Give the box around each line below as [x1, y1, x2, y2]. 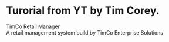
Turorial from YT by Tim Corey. [6, 4, 160, 17]
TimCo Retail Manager [6, 23, 60, 30]
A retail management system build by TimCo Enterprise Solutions [6, 29, 163, 36]
